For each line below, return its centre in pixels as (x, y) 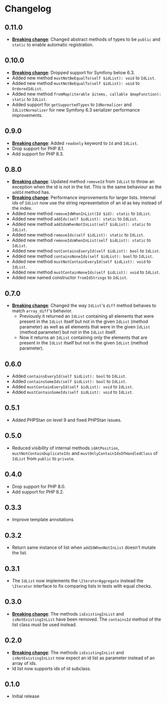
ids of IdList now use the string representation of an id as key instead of (87, 203)
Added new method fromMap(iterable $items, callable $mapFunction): (86, 94)
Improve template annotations (42, 520)
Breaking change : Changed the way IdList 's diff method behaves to (84, 306)
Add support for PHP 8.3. (38, 154)
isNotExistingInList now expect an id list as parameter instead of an (83, 658)
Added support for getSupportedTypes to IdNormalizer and (72, 104)
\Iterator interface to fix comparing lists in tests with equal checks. (82, 586)
